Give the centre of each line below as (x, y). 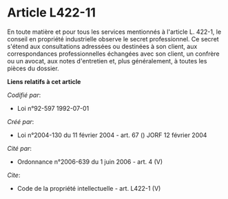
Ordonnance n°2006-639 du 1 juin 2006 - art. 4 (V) (90, 161)
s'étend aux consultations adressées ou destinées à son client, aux (102, 46)
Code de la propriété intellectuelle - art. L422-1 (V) (89, 188)
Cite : (14, 175)
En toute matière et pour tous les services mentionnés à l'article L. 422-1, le (114, 32)
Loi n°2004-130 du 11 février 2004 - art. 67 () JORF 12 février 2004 (112, 135)
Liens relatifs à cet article (44, 81)
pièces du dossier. (33, 68)
